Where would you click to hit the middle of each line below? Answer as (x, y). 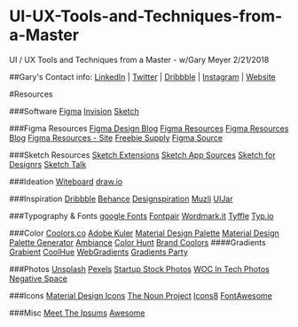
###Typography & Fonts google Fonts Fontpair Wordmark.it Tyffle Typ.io (141, 215)
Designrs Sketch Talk (48, 164)
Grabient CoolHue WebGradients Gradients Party (99, 252)
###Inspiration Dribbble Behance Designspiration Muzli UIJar (121, 199)
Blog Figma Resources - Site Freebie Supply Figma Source (116, 137)
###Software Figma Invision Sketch (74, 111)
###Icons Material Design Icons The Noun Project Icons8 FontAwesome (141, 295)
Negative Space (39, 278)
